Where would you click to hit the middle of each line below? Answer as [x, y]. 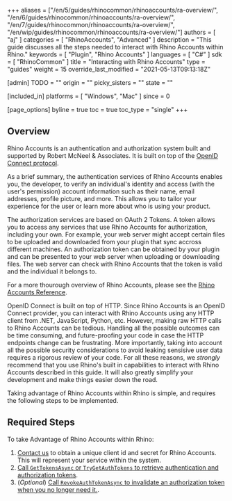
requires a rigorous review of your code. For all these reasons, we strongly [114, 357]
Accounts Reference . [37, 292]
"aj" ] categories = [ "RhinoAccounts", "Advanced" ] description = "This [109, 40]
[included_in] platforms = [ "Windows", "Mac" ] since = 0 [89, 96]
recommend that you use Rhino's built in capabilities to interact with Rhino [113, 365]
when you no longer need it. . [58, 489]
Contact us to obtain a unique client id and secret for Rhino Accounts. [117, 452]
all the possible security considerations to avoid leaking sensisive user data [115, 350]
